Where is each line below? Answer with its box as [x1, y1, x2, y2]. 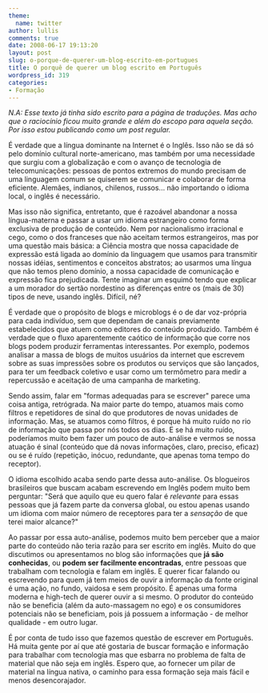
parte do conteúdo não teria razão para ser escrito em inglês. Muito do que [8, 541, 256, 551]
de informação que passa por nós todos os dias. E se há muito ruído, [8, 425, 235, 435]
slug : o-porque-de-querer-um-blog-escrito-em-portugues [8, 57, 198, 65]
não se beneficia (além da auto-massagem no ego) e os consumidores [8, 601, 242, 611]
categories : [8, 78, 48, 86]
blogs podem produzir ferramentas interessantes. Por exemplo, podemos [8, 342, 250, 351]
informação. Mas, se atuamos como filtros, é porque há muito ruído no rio [8, 417, 251, 427]
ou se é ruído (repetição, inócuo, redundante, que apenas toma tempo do [8, 451, 250, 460]
